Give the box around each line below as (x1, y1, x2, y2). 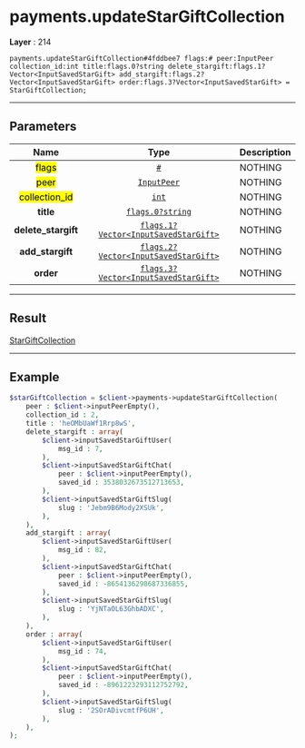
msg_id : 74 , (57, 646, 107, 655)
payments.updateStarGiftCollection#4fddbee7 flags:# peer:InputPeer (9, 54, 274, 63)
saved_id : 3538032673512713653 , (57, 478, 184, 487)
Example (9, 369, 60, 385)
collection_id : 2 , (25, 410, 100, 419)
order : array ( (25, 629, 84, 639)
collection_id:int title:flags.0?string (9, 62, 165, 71)
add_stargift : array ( (25, 528, 112, 537)
